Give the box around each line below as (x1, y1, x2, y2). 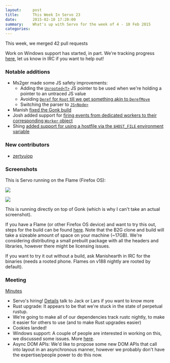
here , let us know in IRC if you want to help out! (5, 55, 104, 62)
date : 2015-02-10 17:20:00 (5, 17, 76, 22)
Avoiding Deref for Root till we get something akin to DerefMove (20, 96, 151, 102)
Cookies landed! (12, 325, 47, 331)
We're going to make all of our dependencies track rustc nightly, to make (12, 314, 165, 320)
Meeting (5, 276, 26, 283)
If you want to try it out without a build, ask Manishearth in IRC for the (5, 253, 151, 259)
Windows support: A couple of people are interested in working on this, (12, 330, 162, 337)
